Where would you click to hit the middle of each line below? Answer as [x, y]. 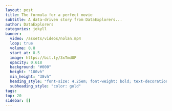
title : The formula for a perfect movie [49, 15]
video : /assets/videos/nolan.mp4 [46, 39]
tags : [11, 91]
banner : [14, 34]
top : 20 [14, 96]
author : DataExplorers [29, 24]
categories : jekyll [26, 29]
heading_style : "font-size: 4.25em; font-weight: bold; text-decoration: [90, 81]
